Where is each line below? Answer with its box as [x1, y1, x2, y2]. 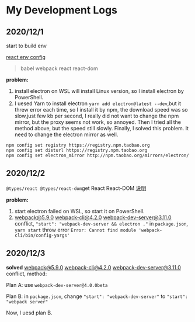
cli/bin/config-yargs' [14, 232, 70, 238]
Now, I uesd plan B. [6, 309, 53, 316]
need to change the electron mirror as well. [14, 131, 119, 138]
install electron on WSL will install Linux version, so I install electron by [14, 88, 184, 94]
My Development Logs [6, 4, 118, 17]
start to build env [6, 42, 47, 49]
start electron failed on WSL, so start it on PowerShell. [14, 207, 145, 214]
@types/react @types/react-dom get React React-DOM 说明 [6, 185, 147, 192]
